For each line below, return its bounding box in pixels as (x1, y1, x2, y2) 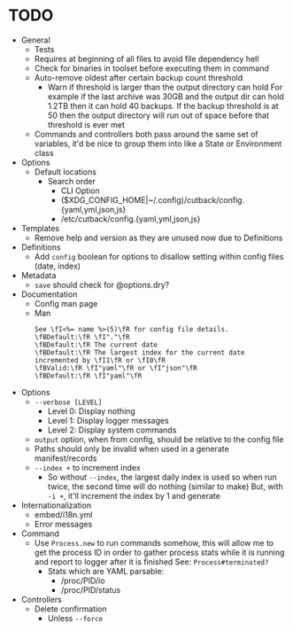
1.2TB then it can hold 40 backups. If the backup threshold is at (47, 100, 280, 111)
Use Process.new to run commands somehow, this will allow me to (34, 537, 274, 548)
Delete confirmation (34, 604, 107, 614)
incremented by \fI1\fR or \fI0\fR (34, 355, 166, 364)
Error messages (34, 518, 93, 529)
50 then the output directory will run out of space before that (47, 110, 269, 121)
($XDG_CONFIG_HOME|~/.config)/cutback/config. (60, 194, 245, 205)
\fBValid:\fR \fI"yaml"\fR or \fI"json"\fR (34, 363, 198, 372)
